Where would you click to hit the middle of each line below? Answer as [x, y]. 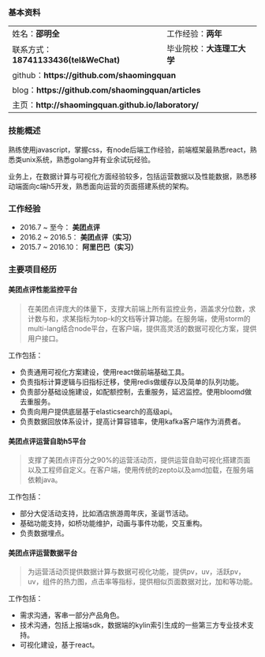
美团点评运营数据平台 [43, 553]
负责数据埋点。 [44, 533]
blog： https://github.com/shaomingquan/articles [106, 90]
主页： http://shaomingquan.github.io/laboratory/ [106, 105]
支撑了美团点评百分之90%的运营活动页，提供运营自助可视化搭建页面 [139, 460]
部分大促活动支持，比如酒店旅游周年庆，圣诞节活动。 [106, 514]
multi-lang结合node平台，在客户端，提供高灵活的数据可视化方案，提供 [142, 329]
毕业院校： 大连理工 [202, 49]
